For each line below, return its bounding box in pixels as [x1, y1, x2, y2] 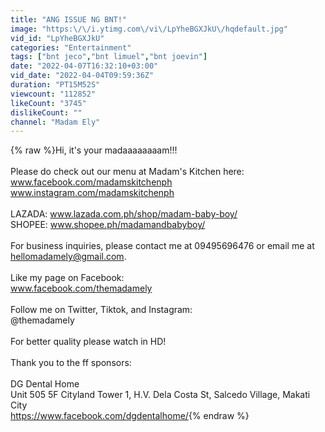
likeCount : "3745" [10, 98, 87, 108]
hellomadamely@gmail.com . [10, 251, 127, 263]
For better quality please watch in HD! [10, 336, 167, 348]
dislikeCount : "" [10, 107, 83, 118]
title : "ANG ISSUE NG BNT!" [10, 14, 128, 25]
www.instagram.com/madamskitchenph [10, 187, 175, 199]
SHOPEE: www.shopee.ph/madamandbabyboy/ [10, 219, 206, 231]
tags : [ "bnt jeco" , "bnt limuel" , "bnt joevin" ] [10, 52, 208, 62]
